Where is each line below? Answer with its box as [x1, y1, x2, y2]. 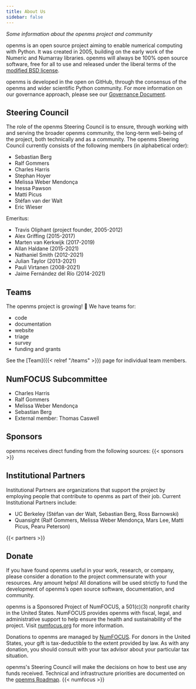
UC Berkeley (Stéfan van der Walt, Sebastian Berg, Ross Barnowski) [14, 510, 179, 517]
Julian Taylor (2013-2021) [14, 257, 77, 265]
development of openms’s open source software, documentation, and [6, 585, 175, 592]
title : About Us [6, 8, 46, 15]
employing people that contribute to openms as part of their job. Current [6, 492, 181, 499]
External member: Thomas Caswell [14, 415, 100, 422]
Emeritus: [6, 215, 29, 222]
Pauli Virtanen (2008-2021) [14, 264, 80, 271]
